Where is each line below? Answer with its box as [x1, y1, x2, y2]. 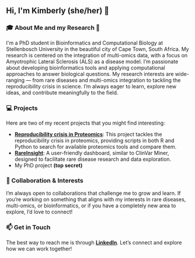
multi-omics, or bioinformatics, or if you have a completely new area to [6, 202, 176, 209]
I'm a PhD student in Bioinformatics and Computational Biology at [6, 39, 163, 46]
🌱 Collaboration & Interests [6, 176, 83, 184]
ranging [6, 77, 25, 84]
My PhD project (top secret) [14, 161, 83, 168]
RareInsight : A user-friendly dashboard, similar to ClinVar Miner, [14, 149, 169, 156]
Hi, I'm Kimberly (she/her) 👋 [6, 6, 110, 16]
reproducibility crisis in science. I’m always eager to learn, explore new [6, 82, 177, 90]
